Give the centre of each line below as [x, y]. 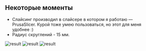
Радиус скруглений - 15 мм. [41, 34]
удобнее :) [23, 29]
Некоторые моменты [39, 8]
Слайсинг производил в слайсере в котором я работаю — [72, 19]
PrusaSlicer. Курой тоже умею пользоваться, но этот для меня [77, 24]
